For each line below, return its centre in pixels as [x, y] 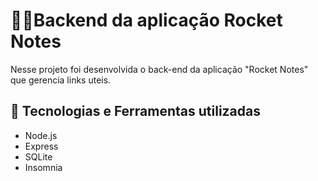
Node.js [41, 135]
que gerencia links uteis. [61, 80]
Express [41, 146]
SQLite [38, 156]
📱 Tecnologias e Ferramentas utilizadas [135, 111]
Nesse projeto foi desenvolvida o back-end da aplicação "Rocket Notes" [159, 69]
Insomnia [43, 167]
